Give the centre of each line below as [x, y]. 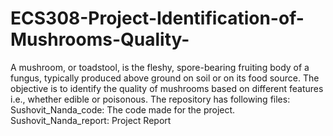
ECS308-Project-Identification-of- [157, 18]
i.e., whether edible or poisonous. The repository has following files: [150, 99]
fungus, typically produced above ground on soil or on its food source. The [165, 78]
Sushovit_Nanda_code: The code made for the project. [123, 109]
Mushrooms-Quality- [100, 39]
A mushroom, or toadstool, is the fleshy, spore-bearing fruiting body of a [160, 67]
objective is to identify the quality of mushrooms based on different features [167, 88]
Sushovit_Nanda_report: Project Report [91, 120]
